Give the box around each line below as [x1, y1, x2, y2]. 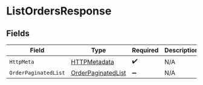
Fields [6, 28, 30, 39]
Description [164, 46, 199, 54]
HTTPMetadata [71, 57, 115, 66]
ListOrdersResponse [6, 4, 112, 18]
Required [132, 46, 159, 54]
